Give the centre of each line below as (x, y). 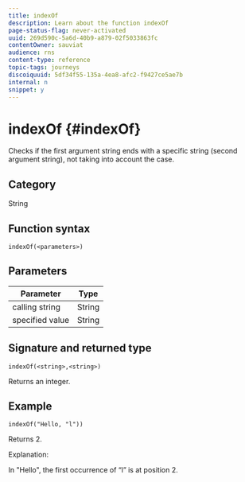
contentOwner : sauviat (46, 45)
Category (32, 184)
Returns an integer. (39, 381)
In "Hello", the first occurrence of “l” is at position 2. (93, 470)
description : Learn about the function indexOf (89, 23)
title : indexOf (33, 16)
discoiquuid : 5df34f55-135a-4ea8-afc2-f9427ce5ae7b (95, 75)
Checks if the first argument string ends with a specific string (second (123, 151)
